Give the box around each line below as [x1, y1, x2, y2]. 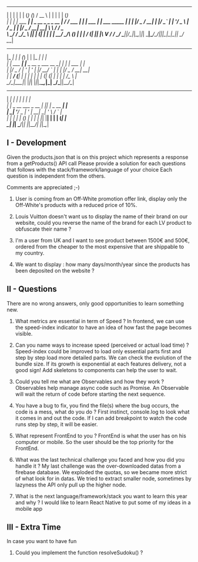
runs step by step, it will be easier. [15, 420, 98, 428]
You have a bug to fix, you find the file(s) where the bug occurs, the [15, 402, 179, 409]
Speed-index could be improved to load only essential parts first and [15, 347, 182, 354]
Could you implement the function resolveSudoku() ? [15, 549, 143, 556]
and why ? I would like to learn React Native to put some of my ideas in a [15, 499, 191, 506]
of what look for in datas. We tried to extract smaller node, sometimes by [15, 475, 192, 482]
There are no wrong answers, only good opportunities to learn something [6, 300, 184, 307]
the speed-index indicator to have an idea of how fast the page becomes [15, 324, 192, 331]
